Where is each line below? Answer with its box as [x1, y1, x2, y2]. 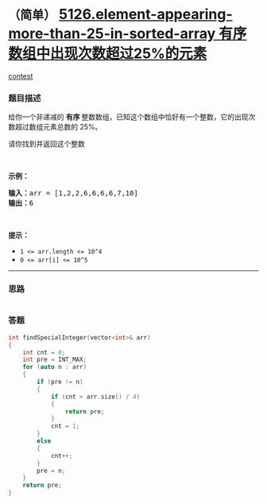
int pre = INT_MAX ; [22, 355, 87, 364]
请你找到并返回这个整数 [8, 139, 85, 149]
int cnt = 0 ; [22, 348, 66, 356]
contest [8, 71, 33, 80]
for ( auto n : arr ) [22, 363, 87, 371]
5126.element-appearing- [58, 6, 233, 24]
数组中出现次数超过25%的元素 [8, 45, 207, 63]
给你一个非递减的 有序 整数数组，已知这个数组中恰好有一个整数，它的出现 [8, 112, 249, 122]
